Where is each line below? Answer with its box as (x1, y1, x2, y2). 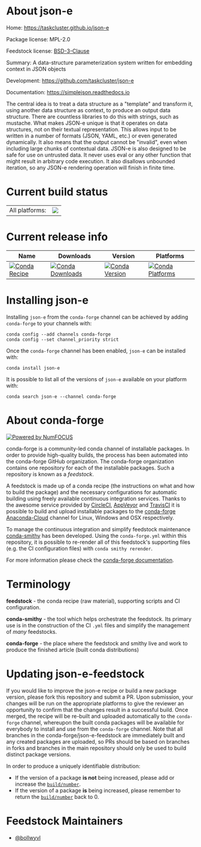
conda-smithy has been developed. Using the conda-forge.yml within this (6, 532, 187, 539)
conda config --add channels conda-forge (6, 331, 111, 337)
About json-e (6, 4, 73, 18)
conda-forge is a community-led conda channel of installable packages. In (6, 445, 190, 452)
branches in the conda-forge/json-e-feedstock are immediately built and (6, 731, 185, 739)
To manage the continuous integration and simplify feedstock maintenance (6, 525, 191, 532)
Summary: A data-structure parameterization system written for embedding (6, 59, 193, 66)
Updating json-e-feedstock (6, 667, 145, 681)
